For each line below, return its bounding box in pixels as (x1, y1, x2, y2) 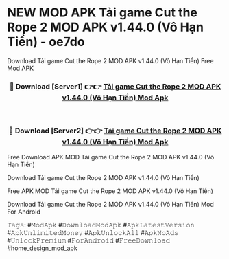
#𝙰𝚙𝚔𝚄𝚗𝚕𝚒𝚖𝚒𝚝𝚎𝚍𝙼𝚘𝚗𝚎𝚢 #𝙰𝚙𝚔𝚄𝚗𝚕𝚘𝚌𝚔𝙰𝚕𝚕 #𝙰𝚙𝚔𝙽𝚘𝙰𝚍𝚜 (7, 228, 179, 236)
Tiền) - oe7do (7, 34, 85, 49)
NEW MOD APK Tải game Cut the (7, 5, 197, 21)
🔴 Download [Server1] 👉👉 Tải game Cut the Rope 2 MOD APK (9, 81, 221, 91)
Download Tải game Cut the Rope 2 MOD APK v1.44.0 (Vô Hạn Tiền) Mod (7, 200, 214, 208)
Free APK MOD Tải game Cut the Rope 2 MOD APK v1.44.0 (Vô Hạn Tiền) (7, 187, 214, 195)
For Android (7, 207, 41, 216)
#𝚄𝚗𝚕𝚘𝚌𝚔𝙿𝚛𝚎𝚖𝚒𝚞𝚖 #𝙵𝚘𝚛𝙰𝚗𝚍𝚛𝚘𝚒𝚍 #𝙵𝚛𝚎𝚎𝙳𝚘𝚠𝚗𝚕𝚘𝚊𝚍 (7, 236, 170, 245)
